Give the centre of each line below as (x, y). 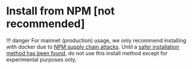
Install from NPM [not (61, 11)
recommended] (46, 24)
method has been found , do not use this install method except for (87, 53)
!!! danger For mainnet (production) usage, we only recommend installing (96, 40)
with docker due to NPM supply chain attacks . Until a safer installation (93, 47)
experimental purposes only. (41, 59)
